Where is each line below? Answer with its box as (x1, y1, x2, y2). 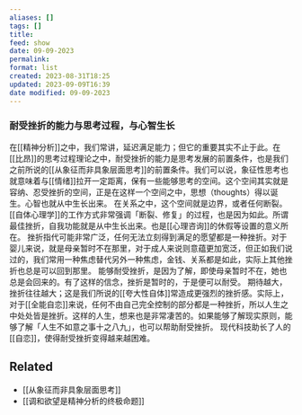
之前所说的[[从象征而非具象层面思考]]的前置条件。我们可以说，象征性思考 (9, 163, 281, 175)
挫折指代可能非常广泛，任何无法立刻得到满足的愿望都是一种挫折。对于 (26, 231, 288, 243)
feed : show (9, 38, 50, 48)
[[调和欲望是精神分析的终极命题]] (22, 395, 146, 406)
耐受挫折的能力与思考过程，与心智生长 (9, 119, 175, 132)
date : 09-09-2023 (9, 47, 75, 56)
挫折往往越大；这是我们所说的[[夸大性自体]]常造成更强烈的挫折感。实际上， (9, 287, 289, 298)
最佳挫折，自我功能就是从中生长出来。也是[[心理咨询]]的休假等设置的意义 (9, 220, 281, 231)
